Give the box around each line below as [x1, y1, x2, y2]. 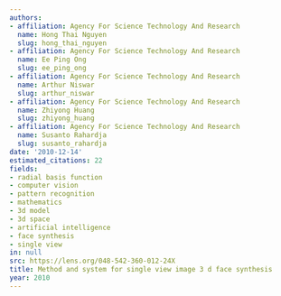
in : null [9, 248, 42, 257]
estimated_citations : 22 [9, 155, 103, 165]
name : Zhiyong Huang [17, 106, 95, 115]
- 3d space [9, 214, 51, 224]
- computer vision [9, 181, 79, 190]
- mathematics [9, 198, 63, 208]
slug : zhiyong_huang [17, 114, 95, 123]
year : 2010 [9, 273, 51, 282]
